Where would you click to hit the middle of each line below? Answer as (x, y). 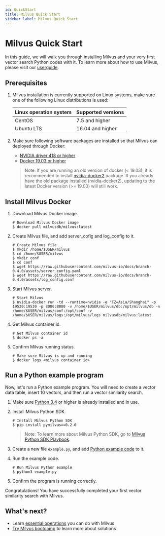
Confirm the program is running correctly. (54, 481)
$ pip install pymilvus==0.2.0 (44, 425)
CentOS (24, 120)
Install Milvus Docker (38, 202)
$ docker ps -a (28, 338)
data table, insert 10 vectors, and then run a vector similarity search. (74, 392)
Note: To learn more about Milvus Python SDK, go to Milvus (85, 434)
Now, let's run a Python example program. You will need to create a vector (81, 387)
